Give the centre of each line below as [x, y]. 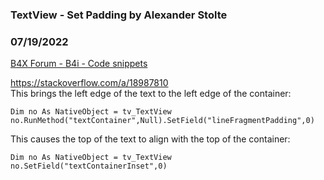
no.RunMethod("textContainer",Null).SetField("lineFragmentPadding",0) [162, 121]
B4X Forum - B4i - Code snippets [79, 64]
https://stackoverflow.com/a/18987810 [89, 83]
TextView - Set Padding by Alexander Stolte [119, 15]
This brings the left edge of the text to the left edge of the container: [151, 94]
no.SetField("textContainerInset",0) [89, 166]
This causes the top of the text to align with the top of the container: [150, 139]
